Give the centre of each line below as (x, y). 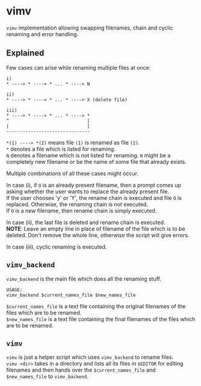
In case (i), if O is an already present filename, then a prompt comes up (94, 185)
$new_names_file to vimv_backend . (48, 376)
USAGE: (14, 290)
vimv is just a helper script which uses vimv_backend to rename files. (90, 357)
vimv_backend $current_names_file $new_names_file (71, 295)
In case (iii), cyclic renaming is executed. (57, 247)
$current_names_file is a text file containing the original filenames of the (96, 306)
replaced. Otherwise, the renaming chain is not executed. (77, 204)
